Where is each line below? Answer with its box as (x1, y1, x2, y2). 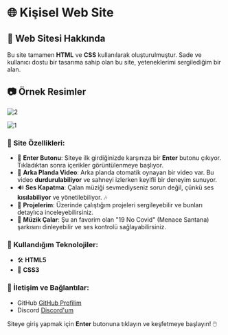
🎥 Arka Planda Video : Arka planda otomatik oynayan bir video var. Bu (16, 168, 214, 176)
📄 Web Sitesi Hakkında (7, 32, 106, 44)
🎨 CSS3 (16, 266, 40, 274)
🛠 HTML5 (16, 256, 47, 264)
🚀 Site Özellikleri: (7, 138, 65, 148)
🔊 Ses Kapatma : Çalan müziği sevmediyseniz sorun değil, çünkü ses (16, 183, 214, 192)
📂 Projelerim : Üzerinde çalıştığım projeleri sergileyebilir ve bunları (16, 201, 203, 209)
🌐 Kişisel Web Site (7, 5, 115, 21)
